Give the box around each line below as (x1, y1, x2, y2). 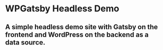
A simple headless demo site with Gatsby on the (5, 23, 158, 31)
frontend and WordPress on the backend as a (5, 30, 149, 39)
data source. (5, 38, 46, 47)
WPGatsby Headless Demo (5, 3, 119, 14)
